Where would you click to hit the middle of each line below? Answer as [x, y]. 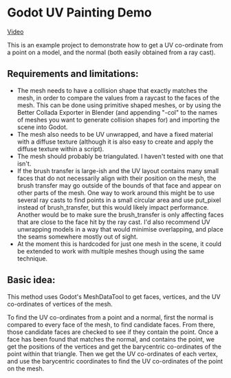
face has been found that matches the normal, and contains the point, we [111, 339]
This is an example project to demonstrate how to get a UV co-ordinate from [115, 45]
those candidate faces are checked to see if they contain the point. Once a [113, 332]
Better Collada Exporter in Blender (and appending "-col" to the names [117, 112]
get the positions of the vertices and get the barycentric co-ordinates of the [114, 346]
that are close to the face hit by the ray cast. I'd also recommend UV [114, 222]
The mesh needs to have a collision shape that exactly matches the [112, 90]
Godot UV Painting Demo [80, 13]
